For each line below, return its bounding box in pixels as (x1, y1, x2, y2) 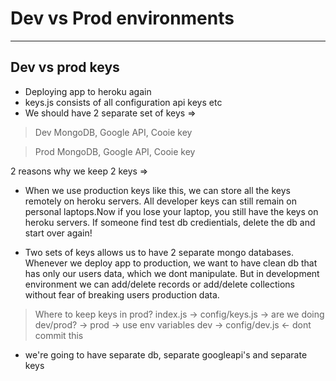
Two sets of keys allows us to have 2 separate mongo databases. (24, 246, 294, 258)
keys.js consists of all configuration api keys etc (24, 96, 223, 108)
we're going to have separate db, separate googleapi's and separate (24, 348, 308, 361)
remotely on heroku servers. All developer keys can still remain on (24, 195, 297, 207)
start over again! (24, 227, 93, 239)
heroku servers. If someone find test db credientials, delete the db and (24, 216, 316, 228)
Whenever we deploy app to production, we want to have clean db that (24, 257, 318, 269)
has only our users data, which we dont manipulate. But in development (24, 267, 320, 279)
